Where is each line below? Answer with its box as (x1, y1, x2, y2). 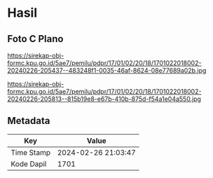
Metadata (7, 115, 50, 127)
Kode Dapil (11, 159, 47, 169)
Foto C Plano (7, 33, 64, 45)
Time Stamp (11, 147, 51, 157)
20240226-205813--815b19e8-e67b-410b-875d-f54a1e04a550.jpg (7, 95, 202, 103)
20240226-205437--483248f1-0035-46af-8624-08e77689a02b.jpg (7, 67, 207, 74)
